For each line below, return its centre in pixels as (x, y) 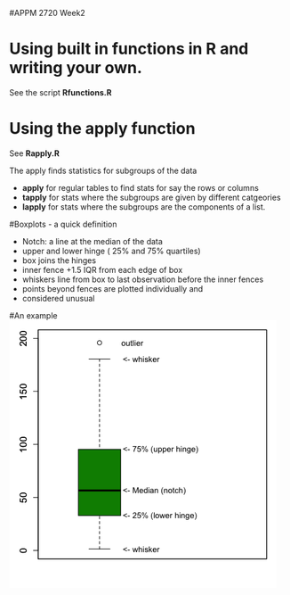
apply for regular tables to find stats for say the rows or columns (141, 187)
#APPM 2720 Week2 (48, 13)
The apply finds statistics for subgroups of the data (103, 170)
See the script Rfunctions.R (60, 92)
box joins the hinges (59, 260)
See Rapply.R (34, 153)
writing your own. (76, 68)
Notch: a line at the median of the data (92, 241)
